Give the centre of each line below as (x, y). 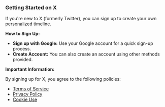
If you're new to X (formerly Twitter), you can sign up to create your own (81, 19)
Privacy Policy (27, 94)
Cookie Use (25, 99)
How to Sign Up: (23, 34)
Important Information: (30, 69)
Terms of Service (31, 89)
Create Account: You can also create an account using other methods (86, 54)
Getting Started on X (31, 8)
